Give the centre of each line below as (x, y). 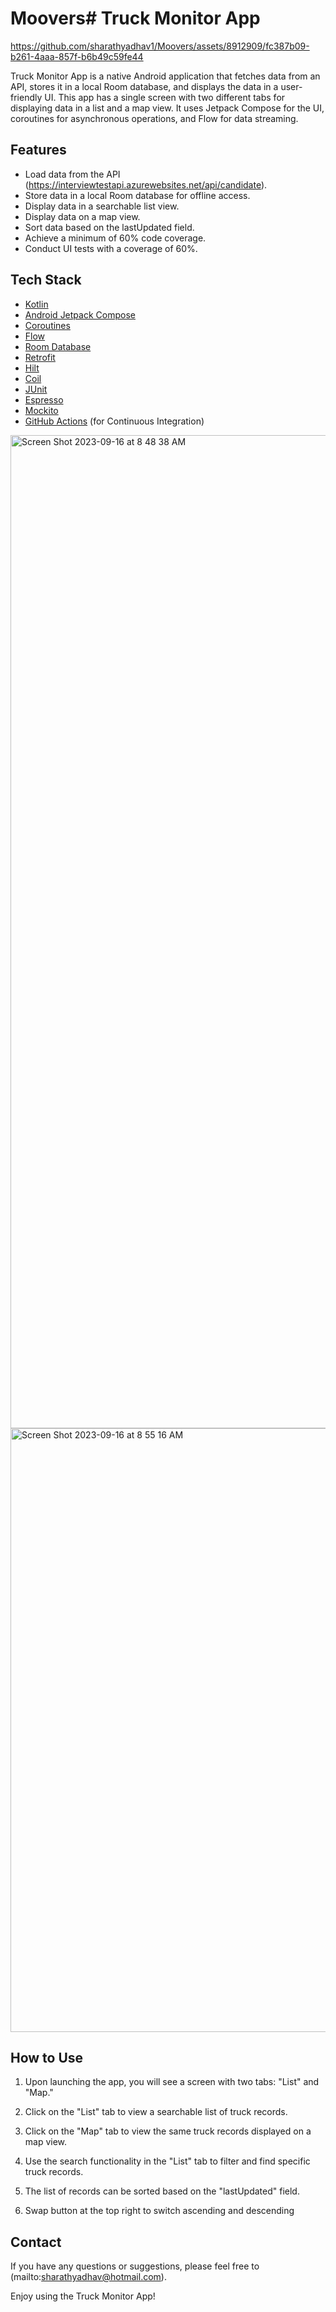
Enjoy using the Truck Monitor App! (83, 2296)
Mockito (41, 410)
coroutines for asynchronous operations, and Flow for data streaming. (154, 118)
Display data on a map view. (82, 216)
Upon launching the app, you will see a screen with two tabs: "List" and (172, 2082)
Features (38, 150)
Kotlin (36, 304)
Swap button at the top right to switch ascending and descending (159, 2211)
